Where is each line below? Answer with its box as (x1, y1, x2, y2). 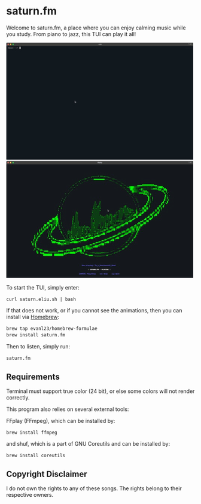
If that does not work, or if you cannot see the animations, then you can (6, 306, 182, 314)
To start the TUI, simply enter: (6, 284, 80, 291)
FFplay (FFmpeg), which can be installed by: (6, 417, 115, 425)
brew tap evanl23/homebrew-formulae (6, 326, 98, 332)
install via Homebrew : (6, 313, 60, 320)
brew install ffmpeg (6, 430, 58, 436)
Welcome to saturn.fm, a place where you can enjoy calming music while (6, 24, 187, 31)
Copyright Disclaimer (6, 469, 88, 479)
